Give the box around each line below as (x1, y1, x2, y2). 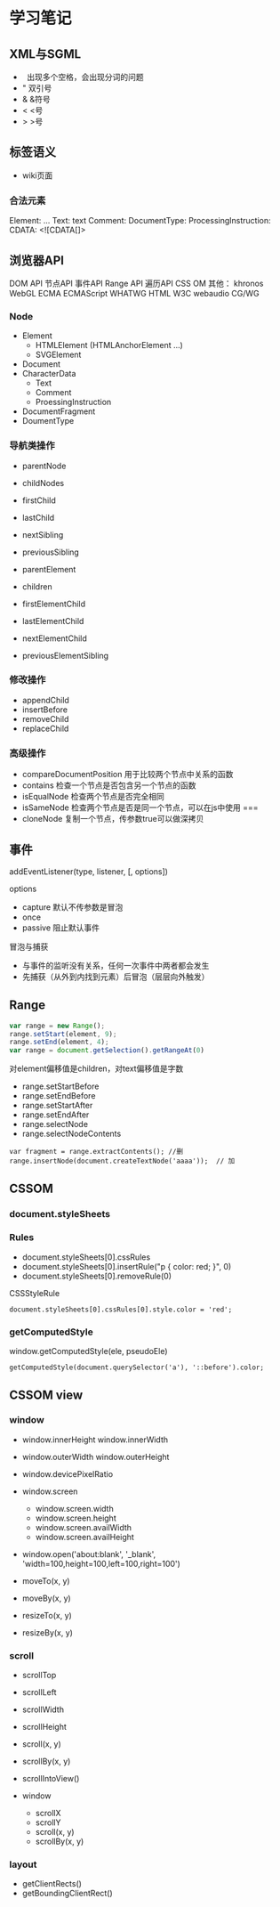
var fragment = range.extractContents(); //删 (9, 1148, 184, 1156)
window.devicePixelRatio (21, 1468, 114, 1479)
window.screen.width (35, 1503, 114, 1513)
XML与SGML (9, 46, 82, 61)
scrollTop (21, 1670, 57, 1681)
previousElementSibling (21, 650, 109, 661)
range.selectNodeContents (21, 1128, 122, 1140)
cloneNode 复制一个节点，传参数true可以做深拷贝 (21, 814, 204, 824)
